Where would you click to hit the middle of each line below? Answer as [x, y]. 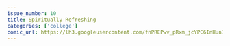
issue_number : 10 [32, 13]
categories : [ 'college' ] [42, 26]
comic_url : [23, 32]
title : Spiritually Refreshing [52, 20]
